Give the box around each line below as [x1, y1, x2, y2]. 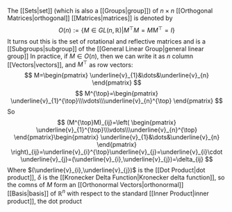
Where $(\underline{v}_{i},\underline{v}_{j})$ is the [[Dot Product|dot [7, 166, 206, 175]
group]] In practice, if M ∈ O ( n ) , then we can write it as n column [7, 52, 194, 60]
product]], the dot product [7, 197, 82, 205]
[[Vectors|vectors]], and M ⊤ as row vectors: [7, 59, 133, 69]
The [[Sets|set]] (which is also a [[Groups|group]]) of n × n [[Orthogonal [7, 7, 213, 15]
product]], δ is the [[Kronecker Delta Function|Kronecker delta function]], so [7, 173, 225, 182]
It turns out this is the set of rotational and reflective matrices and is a [7, 37, 206, 45]
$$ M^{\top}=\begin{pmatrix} [75, 89, 158, 98]
